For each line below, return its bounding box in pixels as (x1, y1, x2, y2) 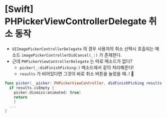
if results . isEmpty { (9, 85, 55, 90)
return (14, 94, 28, 99)
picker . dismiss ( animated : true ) (14, 90, 81, 95)
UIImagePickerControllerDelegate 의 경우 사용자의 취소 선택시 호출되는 (12, 45, 154, 51)
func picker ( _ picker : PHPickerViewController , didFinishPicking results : (5, 80, 164, 85)
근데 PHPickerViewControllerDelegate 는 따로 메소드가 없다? (12, 58, 133, 64)
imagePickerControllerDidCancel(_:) (21, 52, 98, 58)
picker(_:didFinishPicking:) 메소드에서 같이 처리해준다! (19, 64, 134, 70)
